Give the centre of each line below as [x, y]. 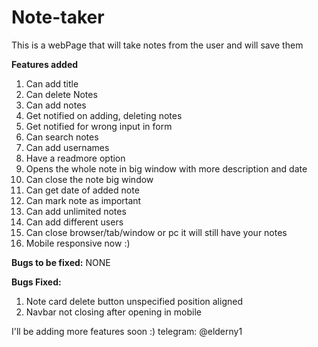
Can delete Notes [61, 94]
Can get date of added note [82, 190]
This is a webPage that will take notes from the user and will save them [157, 45]
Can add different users [74, 222]
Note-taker [58, 17]
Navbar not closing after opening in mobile [113, 312]
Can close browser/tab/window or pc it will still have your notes [156, 232]
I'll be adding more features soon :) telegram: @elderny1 [127, 331]
